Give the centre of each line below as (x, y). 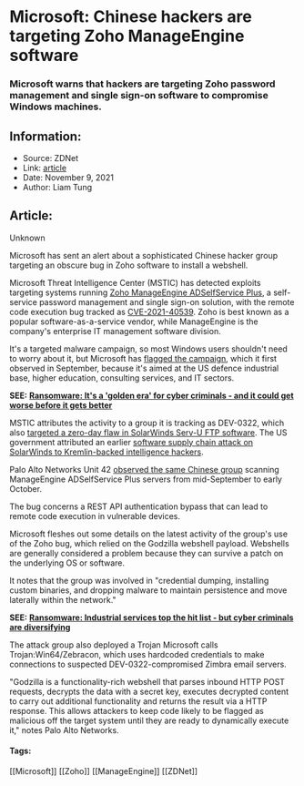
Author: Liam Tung (57, 187)
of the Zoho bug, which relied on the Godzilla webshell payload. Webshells (149, 543)
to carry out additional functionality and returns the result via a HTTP (138, 701)
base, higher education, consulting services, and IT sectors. (122, 378)
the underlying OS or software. (67, 563)
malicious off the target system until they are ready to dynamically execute (149, 720)
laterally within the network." (63, 599)
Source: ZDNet (51, 158)
